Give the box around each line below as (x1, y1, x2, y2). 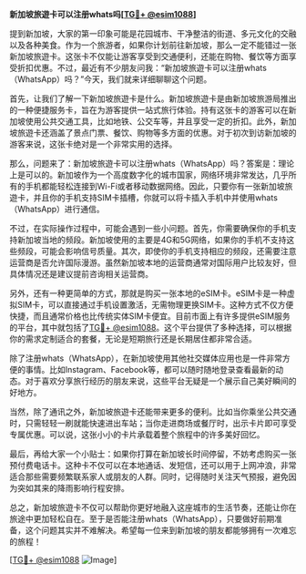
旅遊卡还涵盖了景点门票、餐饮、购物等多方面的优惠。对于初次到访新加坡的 (16, 128, 297, 138)
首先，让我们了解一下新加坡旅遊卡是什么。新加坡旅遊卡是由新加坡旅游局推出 (9, 93, 297, 104)
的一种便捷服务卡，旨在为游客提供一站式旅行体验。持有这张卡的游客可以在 (9, 105, 289, 115)
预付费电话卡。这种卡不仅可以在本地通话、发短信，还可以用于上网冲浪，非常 (9, 460, 297, 470)
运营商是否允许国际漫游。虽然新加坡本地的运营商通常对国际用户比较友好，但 (9, 257, 297, 268)
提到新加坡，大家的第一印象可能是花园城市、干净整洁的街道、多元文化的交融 (9, 28, 297, 39)
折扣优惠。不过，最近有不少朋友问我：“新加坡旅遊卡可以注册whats (16, 63, 267, 73)
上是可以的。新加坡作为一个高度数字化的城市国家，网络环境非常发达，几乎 (9, 169, 289, 180)
